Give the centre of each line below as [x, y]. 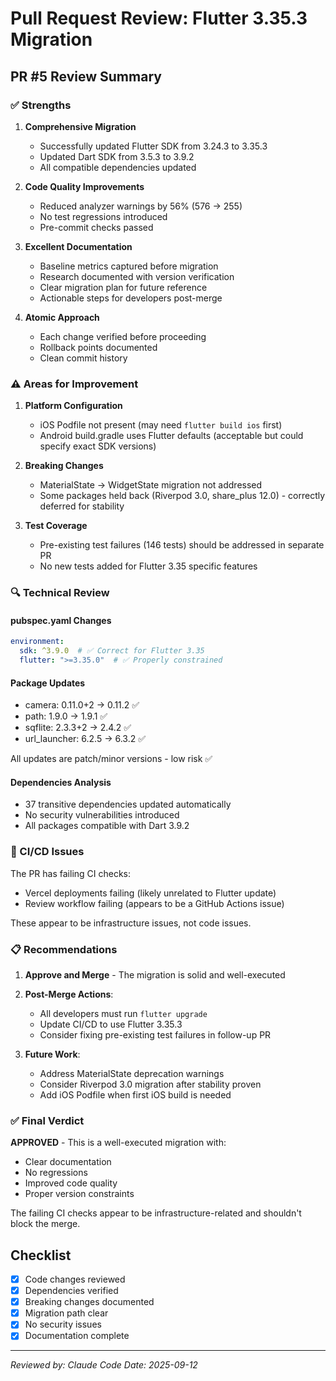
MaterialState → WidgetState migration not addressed [151, 485]
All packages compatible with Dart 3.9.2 [107, 826]
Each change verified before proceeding [123, 336]
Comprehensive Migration [80, 126]
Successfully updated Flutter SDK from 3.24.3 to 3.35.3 [153, 146]
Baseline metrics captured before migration [129, 266]
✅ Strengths [41, 105]
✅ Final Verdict [47, 1120]
